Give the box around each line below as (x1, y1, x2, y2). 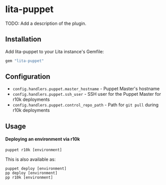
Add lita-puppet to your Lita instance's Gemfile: (5, 48, 104, 54)
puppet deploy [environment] (5, 166, 67, 171)
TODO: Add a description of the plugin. (5, 20, 87, 26)
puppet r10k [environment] (5, 147, 62, 153)
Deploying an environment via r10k (5, 136, 80, 142)
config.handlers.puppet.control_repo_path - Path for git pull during (12, 102, 159, 108)
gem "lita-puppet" (5, 58, 44, 63)
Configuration (5, 72, 51, 81)
